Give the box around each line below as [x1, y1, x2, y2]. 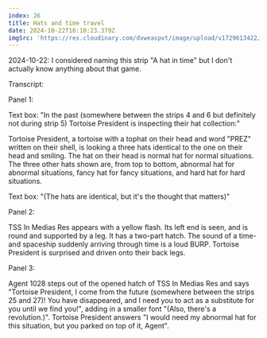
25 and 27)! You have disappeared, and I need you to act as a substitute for [8, 296, 255, 305]
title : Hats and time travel [8, 19, 105, 27]
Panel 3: [8, 263, 36, 273]
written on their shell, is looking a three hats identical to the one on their [8, 142, 243, 152]
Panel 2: [8, 208, 36, 217]
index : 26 [8, 11, 41, 20]
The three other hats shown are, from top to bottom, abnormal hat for [8, 160, 235, 169]
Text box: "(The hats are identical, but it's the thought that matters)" [8, 192, 230, 201]
